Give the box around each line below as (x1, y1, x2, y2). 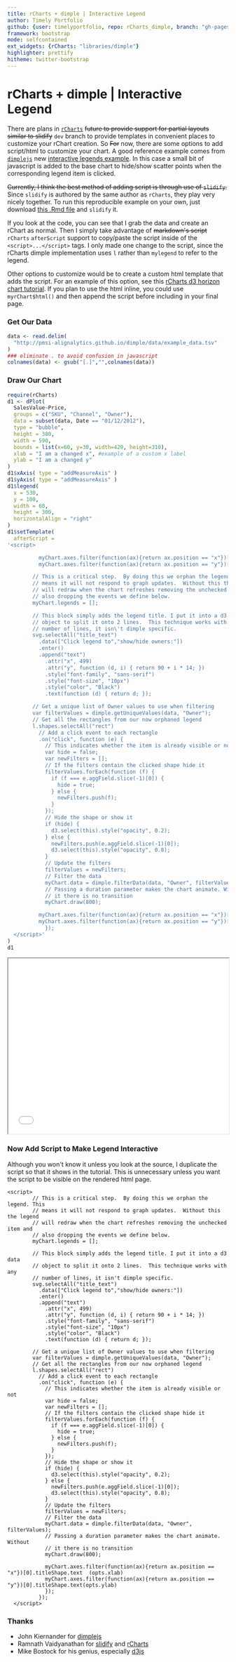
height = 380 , (13, 430, 55, 437)
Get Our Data (7, 317, 53, 326)
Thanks (7, 1616, 34, 1626)
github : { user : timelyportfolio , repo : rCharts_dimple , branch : (7, 23, 199, 30)
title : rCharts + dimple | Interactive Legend (7, 10, 146, 18)
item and (7, 1225, 33, 1232)
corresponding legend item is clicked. (7, 169, 116, 178)
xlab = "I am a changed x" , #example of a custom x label (13, 450, 187, 457)
